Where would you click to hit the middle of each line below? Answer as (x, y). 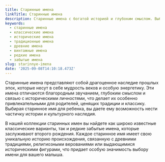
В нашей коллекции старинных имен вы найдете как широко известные (81, 123)
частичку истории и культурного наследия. (51, 114)
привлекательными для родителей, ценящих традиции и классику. (75, 104)
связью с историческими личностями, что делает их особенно (71, 98)
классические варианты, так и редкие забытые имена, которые (72, 128)
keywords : (15, 23)
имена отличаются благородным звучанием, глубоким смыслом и (75, 93)
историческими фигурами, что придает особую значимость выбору (77, 149)
